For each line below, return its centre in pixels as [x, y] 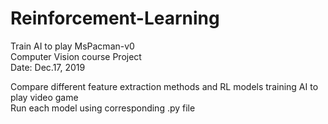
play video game [44, 97]
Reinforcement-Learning [115, 18]
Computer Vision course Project [76, 56]
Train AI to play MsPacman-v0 [72, 46]
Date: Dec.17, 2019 [48, 67]
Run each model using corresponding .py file [103, 108]
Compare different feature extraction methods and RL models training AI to [164, 86]
